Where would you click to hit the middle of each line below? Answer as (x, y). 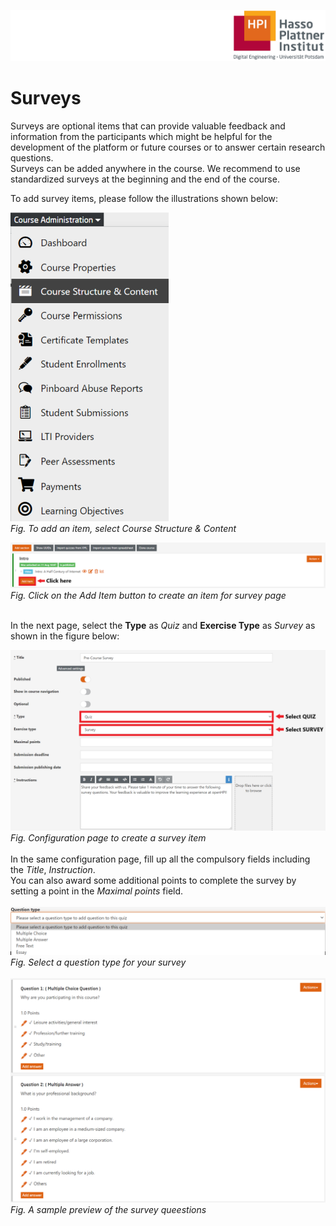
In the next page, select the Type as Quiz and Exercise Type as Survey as (163, 626)
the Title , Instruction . (53, 869)
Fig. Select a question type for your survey (98, 962)
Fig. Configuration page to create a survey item (108, 837)
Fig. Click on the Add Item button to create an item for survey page (148, 596)
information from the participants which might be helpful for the (141, 136)
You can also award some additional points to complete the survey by (153, 880)
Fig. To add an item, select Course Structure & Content (123, 528)
